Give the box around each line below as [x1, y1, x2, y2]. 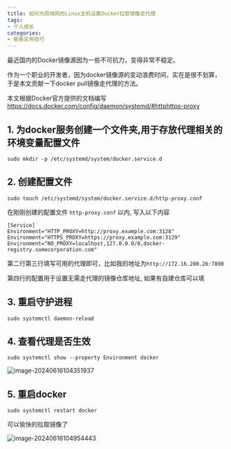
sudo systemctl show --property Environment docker [7, 355, 159, 362]
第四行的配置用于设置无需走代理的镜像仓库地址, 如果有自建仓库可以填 [7, 273, 205, 282]
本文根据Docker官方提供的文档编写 [7, 94, 107, 103]
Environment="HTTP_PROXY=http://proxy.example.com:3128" [7, 228, 175, 235]
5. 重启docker [7, 388, 67, 400]
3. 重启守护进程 [7, 296, 73, 308]
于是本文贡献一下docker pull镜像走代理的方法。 [7, 79, 142, 87]
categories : [7, 29, 41, 37]
